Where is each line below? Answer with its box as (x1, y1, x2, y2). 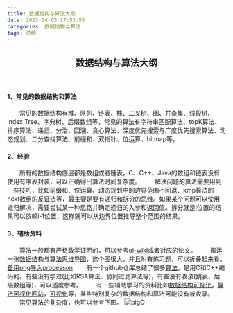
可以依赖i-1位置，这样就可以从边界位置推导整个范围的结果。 (12, 212, 184, 220)
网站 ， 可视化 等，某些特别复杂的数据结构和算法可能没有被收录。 (31, 289, 214, 298)
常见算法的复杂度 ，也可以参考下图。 (19, 298, 123, 306)
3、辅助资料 (7, 229, 42, 238)
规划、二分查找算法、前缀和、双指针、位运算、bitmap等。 (12, 135, 179, 143)
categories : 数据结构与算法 (7, 23, 81, 30)
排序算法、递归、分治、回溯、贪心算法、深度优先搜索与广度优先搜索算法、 (7, 126, 220, 135)
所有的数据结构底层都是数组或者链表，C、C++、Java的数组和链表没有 (19, 169, 221, 177)
